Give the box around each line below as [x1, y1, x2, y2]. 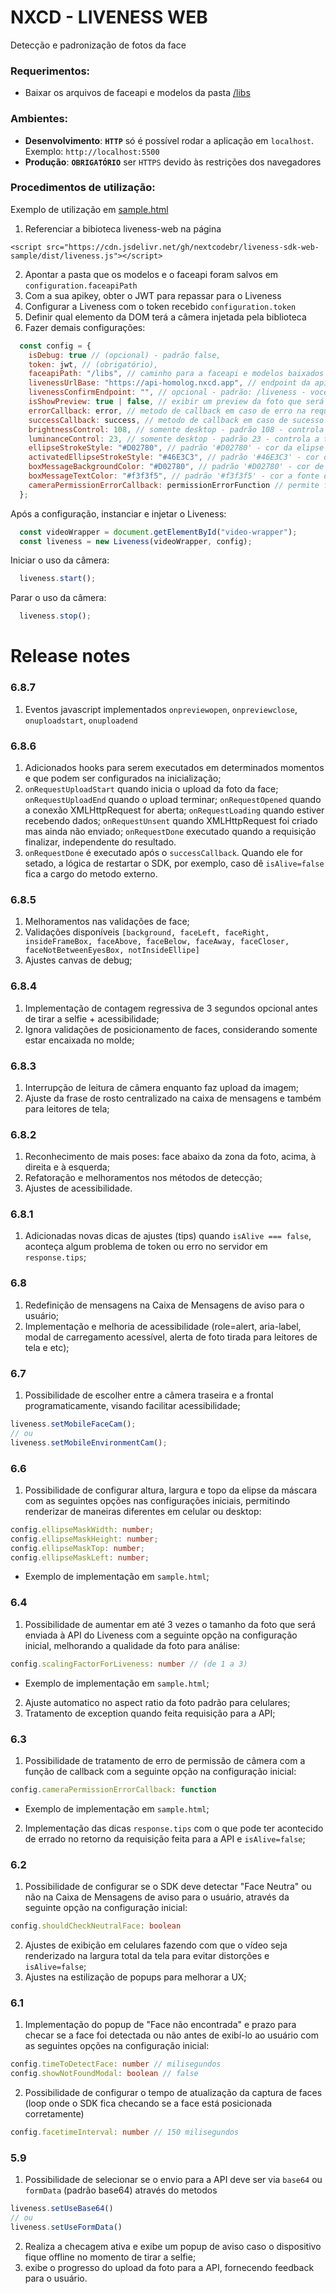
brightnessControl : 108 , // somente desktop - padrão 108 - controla [28, 424, 325, 435]
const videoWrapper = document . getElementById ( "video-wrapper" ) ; [19, 527, 298, 537]
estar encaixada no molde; [24, 1034, 135, 1046]
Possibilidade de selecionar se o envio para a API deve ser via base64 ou [24, 2174, 323, 2186]
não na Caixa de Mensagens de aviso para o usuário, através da [24, 1891, 290, 1903]
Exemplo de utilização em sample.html [10, 203, 169, 215]
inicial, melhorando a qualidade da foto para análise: [24, 1639, 240, 1651]
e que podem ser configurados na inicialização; [24, 772, 222, 784]
